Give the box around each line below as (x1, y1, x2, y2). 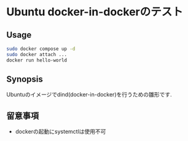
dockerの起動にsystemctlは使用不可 (15, 128, 106, 136)
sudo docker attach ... (6, 51, 68, 57)
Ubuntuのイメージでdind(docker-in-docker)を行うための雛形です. (6, 91, 172, 98)
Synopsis (6, 74, 43, 85)
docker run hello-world (6, 57, 68, 63)
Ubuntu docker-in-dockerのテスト (6, 5, 183, 19)
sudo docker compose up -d (6, 46, 76, 52)
